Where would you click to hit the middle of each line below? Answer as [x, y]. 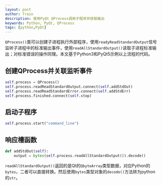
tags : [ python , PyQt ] [26, 28]
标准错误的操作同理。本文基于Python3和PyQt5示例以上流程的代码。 [85, 54]
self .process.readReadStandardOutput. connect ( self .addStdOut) [69, 87]
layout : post [18, 9]
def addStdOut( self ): [27, 151]
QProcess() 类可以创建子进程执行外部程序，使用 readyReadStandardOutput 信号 [81, 42]
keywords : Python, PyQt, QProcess [40, 23]
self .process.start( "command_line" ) [42, 123]
